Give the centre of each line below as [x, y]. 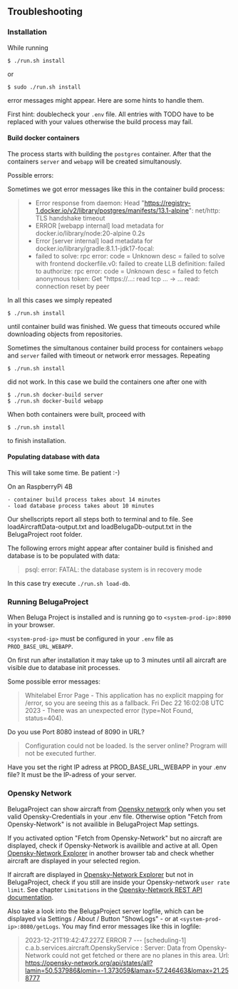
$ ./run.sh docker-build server [55, 395]
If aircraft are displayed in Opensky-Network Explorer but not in [100, 874]
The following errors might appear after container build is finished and [110, 548]
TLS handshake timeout [70, 218]
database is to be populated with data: [63, 556]
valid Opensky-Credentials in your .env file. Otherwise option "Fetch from [115, 816]
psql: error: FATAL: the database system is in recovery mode [113, 569]
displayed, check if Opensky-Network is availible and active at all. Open [113, 846]
